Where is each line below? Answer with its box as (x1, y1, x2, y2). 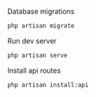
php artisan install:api (7, 80, 89, 89)
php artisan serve (7, 51, 68, 59)
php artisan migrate (7, 22, 76, 30)
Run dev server (7, 35, 57, 46)
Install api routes (7, 65, 61, 75)
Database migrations (7, 7, 75, 16)
